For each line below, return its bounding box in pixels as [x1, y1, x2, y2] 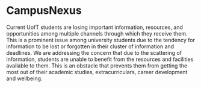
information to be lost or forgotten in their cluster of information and [6, 43, 175, 50]
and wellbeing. [6, 75, 43, 82]
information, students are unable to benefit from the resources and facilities [6, 55, 194, 63]
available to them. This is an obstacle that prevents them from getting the [6, 61, 188, 69]
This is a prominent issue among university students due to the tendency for [6, 36, 196, 43]
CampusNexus [6, 4, 82, 17]
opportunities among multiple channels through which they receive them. [6, 30, 188, 37]
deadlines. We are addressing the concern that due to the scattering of [6, 49, 182, 56]
